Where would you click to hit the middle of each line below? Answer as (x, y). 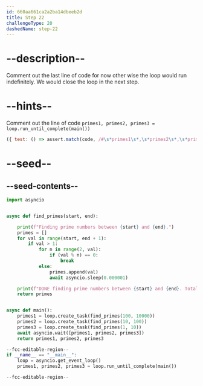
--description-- (46, 59)
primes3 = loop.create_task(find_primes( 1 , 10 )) (79, 327)
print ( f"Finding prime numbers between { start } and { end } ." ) (95, 227)
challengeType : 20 (29, 23)
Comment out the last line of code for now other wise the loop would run (97, 76)
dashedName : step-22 (32, 29)
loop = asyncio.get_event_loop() (59, 361)
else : (45, 266)
